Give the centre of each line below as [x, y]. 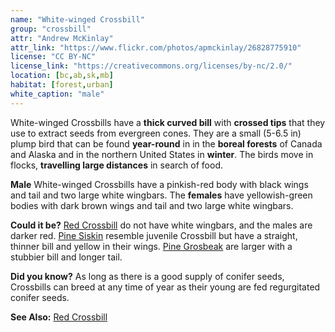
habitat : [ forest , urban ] [62, 85]
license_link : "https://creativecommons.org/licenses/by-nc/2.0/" [151, 66]
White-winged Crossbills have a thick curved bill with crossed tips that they [168, 122]
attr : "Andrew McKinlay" [62, 38]
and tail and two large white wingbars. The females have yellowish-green [161, 195]
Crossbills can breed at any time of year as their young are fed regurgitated [165, 287]
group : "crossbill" [51, 29]
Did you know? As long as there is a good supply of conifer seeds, [147, 276]
